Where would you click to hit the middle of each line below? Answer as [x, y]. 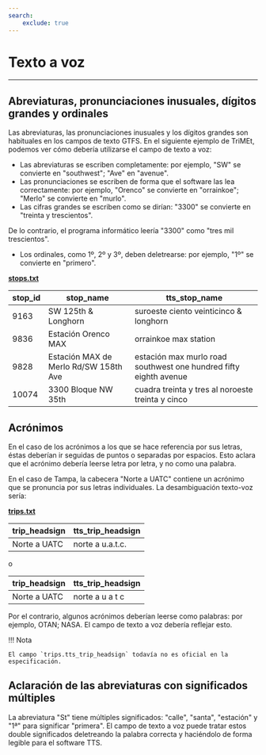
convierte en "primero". [58, 263]
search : [21, 15]
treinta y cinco [161, 400]
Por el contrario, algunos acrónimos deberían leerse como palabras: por [125, 616]
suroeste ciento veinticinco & [188, 312]
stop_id [27, 298]
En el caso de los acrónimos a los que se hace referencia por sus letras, [125, 447]
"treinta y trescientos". [56, 216]
